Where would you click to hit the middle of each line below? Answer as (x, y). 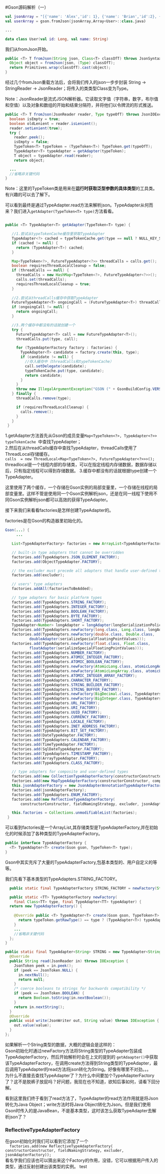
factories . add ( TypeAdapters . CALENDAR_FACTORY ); (61, 740)
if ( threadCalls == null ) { (40, 271)
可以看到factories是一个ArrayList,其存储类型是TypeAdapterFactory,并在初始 (82, 827)
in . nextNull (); (34, 975)
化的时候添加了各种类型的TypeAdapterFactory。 (54, 834)
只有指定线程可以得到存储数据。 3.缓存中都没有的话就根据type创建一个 (85, 471)
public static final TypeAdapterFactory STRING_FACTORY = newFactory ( (83, 888)
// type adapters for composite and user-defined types (70, 772)
